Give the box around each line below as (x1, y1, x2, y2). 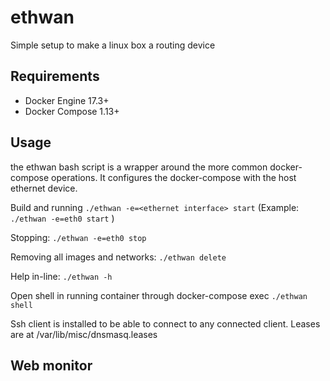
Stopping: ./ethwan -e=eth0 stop (10, 231, 147, 243)
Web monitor (10, 357, 93, 374)
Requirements (10, 68, 100, 85)
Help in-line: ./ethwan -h (10, 270, 113, 282)
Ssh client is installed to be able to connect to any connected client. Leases (10, 317, 321, 330)
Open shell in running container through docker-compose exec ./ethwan (10, 289, 308, 301)
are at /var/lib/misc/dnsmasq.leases (10, 328, 158, 340)
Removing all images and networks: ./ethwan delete (10, 251, 227, 263)
